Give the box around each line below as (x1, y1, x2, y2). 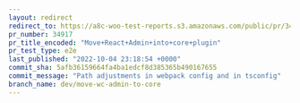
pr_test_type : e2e (8, 47, 77, 56)
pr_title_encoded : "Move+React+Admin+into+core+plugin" (8, 38, 221, 47)
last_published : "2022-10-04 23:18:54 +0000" (8, 55, 181, 64)
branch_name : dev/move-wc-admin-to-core (8, 80, 162, 89)
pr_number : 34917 (8, 30, 73, 39)
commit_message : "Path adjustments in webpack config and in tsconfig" (8, 72, 281, 81)
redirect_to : (8, 21, 57, 30)
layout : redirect (8, 13, 73, 22)
